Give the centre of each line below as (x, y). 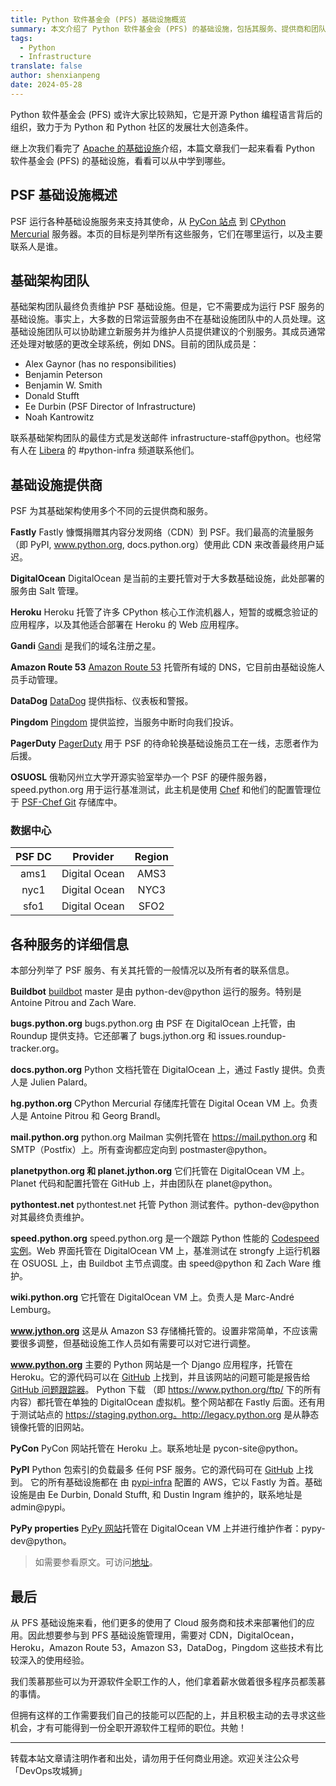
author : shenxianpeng (55, 76)
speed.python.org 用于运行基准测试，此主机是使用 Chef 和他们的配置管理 (161, 790)
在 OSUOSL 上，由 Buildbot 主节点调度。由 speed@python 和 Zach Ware (160, 1263)
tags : (21, 38)
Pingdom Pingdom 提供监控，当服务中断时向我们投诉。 (124, 722)
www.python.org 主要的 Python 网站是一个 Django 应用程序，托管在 (152, 1365)
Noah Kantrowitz (59, 417)
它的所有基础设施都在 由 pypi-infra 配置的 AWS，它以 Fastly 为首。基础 (176, 1482)
